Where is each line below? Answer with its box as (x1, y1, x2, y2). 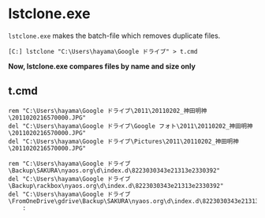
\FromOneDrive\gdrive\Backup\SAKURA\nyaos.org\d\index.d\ (8, 197, 203, 205)
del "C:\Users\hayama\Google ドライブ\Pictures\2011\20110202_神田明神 (8, 137, 239, 145)
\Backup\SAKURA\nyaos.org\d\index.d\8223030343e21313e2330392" (8, 167, 221, 175)
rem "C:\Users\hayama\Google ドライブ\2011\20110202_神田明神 (8, 107, 207, 115)
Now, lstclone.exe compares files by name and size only (8, 61, 196, 71)
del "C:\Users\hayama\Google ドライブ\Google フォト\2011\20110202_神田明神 (8, 122, 253, 130)
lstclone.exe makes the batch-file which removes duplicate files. (8, 31, 221, 40)
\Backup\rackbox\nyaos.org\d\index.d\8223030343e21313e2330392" (8, 182, 224, 190)
